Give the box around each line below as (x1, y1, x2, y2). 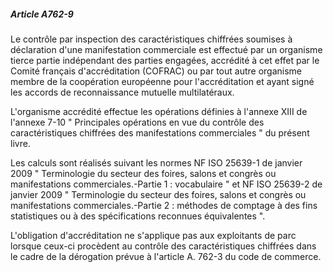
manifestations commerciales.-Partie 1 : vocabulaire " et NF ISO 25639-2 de (10, 178, 323, 190)
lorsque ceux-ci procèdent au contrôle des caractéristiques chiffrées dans (10, 240, 317, 252)
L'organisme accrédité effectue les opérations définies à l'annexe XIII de (10, 105, 308, 117)
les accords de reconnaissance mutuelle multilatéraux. (10, 86, 235, 98)
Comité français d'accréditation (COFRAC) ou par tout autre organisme (10, 65, 302, 77)
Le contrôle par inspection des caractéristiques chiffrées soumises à (10, 33, 293, 45)
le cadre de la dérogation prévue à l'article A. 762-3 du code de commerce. (10, 250, 322, 262)
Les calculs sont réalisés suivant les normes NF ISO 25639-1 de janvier (10, 156, 303, 169)
